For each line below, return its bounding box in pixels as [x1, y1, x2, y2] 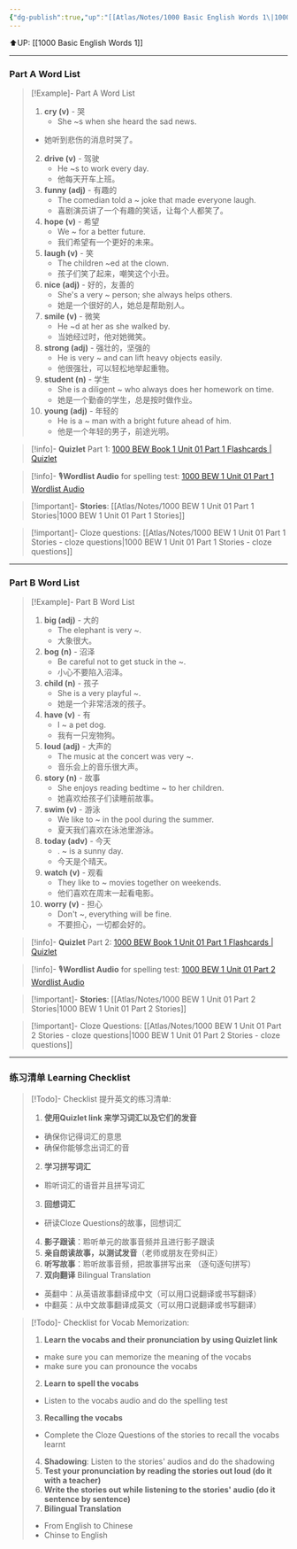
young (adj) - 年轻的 [43, 405, 119, 416]
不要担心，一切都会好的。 [57, 919, 151, 930]
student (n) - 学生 [43, 374, 110, 384]
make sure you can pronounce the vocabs [43, 1360, 198, 1371]
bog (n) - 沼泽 [43, 647, 95, 657]
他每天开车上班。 [57, 174, 120, 184]
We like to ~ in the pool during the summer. [57, 814, 215, 825]
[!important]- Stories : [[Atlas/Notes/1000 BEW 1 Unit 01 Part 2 [30, 994, 256, 1005]
